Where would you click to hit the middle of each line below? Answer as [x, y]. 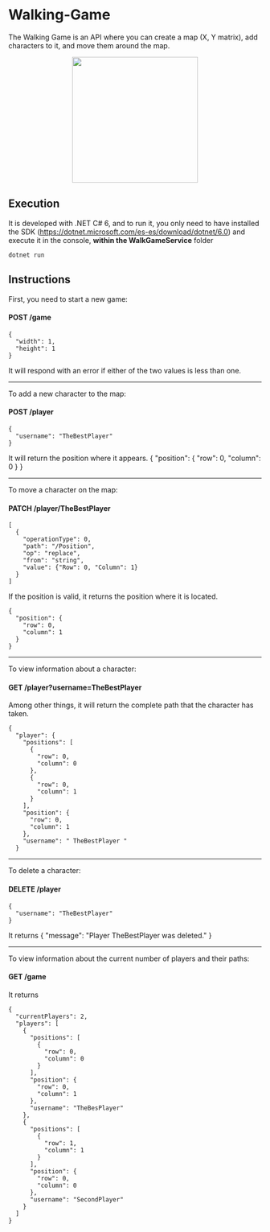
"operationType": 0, [57, 540]
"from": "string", [53, 561]
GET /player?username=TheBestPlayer [75, 687]
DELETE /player [35, 889]
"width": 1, [36, 341]
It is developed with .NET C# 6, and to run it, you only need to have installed [134, 223]
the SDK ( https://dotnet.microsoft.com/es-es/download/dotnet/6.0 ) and [127, 232]
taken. [19, 714]
